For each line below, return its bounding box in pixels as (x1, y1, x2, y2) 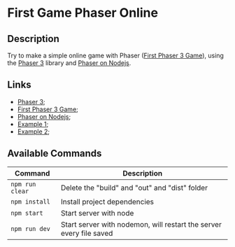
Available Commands (7, 148, 102, 160)
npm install (10, 197, 51, 206)
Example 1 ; (17, 120, 49, 128)
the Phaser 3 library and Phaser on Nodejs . (7, 59, 131, 67)
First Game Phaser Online (7, 5, 159, 21)
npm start (10, 209, 43, 217)
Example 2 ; (17, 127, 50, 136)
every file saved (60, 228, 113, 238)
